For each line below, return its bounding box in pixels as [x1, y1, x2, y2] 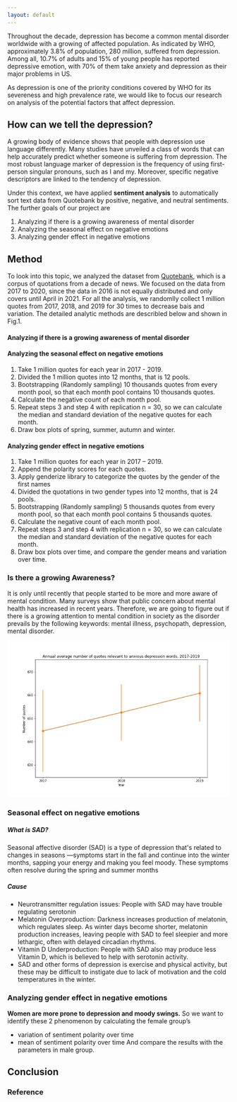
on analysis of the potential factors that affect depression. [7, 98, 176, 106]
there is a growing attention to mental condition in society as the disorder [7, 611, 220, 620]
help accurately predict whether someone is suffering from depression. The [7, 152, 227, 161]
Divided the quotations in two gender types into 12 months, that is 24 [17, 487, 219, 496]
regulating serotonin [17, 907, 76, 916]
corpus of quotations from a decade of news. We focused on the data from [7, 280, 226, 288]
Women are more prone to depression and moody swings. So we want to [7, 1009, 224, 1018]
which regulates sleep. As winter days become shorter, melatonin [17, 923, 208, 931]
